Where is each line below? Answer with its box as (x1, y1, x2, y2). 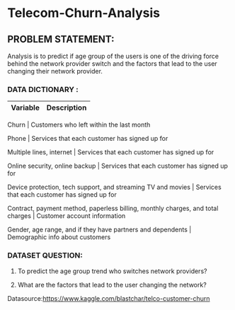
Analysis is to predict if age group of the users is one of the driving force (7, 52, 219, 60)
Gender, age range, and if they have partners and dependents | (7, 225, 192, 234)
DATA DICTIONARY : (7, 84, 79, 94)
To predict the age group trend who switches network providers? (17, 267, 207, 275)
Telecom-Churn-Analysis (7, 5, 161, 21)
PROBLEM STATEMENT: (7, 33, 115, 45)
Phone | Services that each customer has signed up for (7, 134, 168, 143)
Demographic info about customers (7, 233, 111, 241)
